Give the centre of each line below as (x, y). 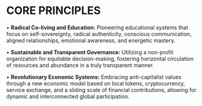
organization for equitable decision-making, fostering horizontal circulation (100, 58)
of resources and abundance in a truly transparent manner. (80, 65)
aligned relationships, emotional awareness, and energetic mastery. (91, 40)
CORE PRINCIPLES (54, 11)
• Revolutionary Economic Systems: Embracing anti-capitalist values (94, 77)
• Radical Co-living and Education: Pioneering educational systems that (97, 27)
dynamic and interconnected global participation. (68, 96)
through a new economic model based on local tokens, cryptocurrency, (96, 83)
